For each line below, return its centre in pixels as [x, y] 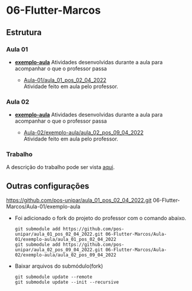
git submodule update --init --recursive [67, 282]
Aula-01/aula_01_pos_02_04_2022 [65, 80]
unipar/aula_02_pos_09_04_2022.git [59, 250]
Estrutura [24, 32]
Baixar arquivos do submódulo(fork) [59, 266]
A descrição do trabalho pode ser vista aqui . [60, 167]
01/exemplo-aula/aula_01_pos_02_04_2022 [65, 240]
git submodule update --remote [53, 277]
